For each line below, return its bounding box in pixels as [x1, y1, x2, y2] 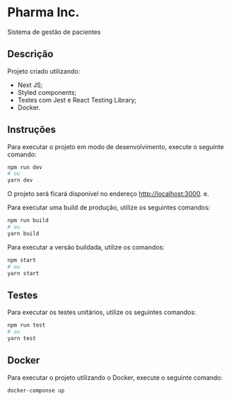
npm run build [7, 217, 49, 224]
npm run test [7, 322, 46, 329]
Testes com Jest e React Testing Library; [17, 95, 137, 104]
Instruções [7, 124, 57, 136]
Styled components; [17, 88, 77, 96]
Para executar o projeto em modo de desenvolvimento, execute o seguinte [7, 142, 225, 151]
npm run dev [7, 163, 42, 170]
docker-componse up [7, 387, 65, 394]
